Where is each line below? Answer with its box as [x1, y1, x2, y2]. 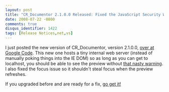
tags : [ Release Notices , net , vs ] [5, 31, 73, 36]
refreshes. [5, 71, 27, 77]
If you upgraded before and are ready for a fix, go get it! [5, 81, 121, 87]
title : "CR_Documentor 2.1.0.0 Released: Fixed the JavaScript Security [5, 12, 161, 17]
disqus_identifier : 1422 [5, 26, 57, 31]
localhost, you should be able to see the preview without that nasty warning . [5, 61, 163, 66]
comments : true [5, 21, 37, 27]
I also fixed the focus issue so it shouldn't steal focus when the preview [5, 66, 153, 72]
